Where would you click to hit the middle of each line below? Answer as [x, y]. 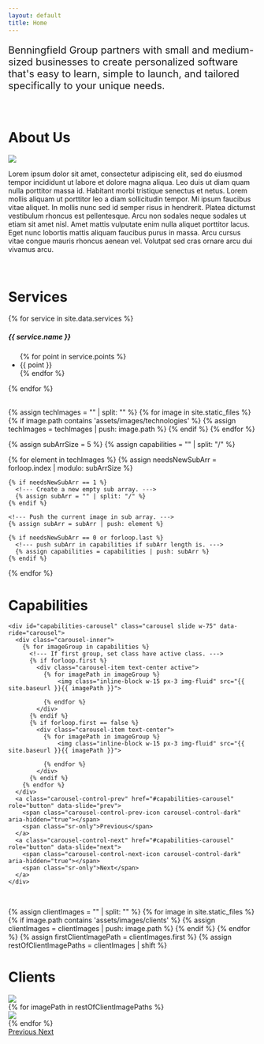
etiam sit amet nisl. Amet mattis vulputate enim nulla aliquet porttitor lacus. [129, 224]
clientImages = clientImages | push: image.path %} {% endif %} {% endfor [129, 929]
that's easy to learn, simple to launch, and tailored [124, 73]
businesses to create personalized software [137, 62]
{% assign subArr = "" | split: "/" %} [81, 497]
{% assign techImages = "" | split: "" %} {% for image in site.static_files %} [130, 412]
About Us [39, 137]
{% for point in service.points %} [73, 357]
